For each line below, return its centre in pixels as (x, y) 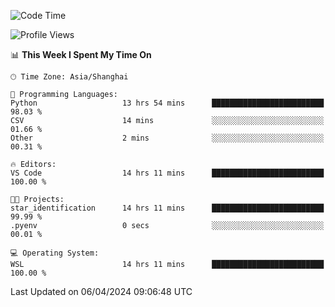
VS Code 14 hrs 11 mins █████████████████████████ (167, 173)
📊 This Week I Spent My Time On (81, 54)
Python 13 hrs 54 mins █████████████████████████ (167, 103)
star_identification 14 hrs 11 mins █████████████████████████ (167, 208)
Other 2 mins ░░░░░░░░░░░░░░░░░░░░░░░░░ (167, 138)
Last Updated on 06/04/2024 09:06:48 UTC (101, 291)
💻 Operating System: (55, 253)
